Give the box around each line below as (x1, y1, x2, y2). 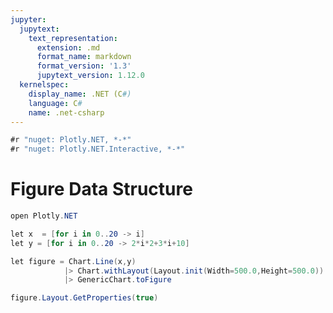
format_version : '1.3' (36, 61, 132, 71)
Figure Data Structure (10, 178, 193, 201)
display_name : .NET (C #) (28, 89, 132, 99)
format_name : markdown (36, 52, 132, 62)
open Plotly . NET (10, 211, 78, 221)
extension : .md (36, 42, 101, 53)
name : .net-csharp (28, 107, 105, 118)
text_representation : (28, 33, 118, 43)
